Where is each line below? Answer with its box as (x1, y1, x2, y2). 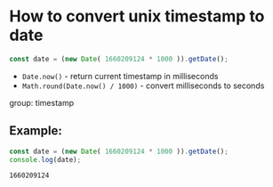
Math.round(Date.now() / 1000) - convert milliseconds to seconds (21, 80, 265, 91)
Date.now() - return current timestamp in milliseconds (21, 70, 219, 81)
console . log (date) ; (9, 155, 82, 164)
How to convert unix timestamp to (9, 6, 265, 27)
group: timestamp (9, 97, 74, 108)
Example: (9, 123, 62, 139)
